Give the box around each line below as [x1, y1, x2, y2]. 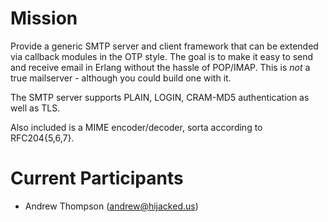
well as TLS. [10, 102, 61, 114]
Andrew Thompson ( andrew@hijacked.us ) [24, 200, 199, 212]
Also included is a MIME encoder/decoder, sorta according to [10, 121, 263, 133]
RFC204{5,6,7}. [10, 132, 75, 144]
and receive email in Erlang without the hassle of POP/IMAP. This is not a [10, 61, 311, 73]
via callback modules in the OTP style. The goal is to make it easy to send [10, 50, 314, 62]
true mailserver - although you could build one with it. [10, 72, 232, 84]
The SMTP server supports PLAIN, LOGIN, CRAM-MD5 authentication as [10, 91, 310, 103]
